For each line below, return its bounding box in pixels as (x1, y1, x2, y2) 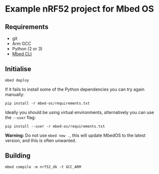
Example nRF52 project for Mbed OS (5, 3, 154, 15)
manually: (5, 91, 25, 97)
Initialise (5, 65, 32, 73)
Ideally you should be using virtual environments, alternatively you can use (5, 109, 154, 115)
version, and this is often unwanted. (5, 137, 77, 143)
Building (5, 152, 31, 160)
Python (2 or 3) (12, 46, 43, 51)
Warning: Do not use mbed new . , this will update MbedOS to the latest (5, 132, 146, 138)
